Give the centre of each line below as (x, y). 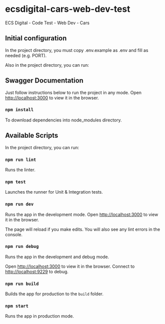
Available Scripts (32, 136)
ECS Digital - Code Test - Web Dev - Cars (47, 23)
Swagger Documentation (44, 81)
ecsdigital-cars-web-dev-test (68, 9)
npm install (19, 110)
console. (14, 234)
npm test (16, 182)
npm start (17, 306)
